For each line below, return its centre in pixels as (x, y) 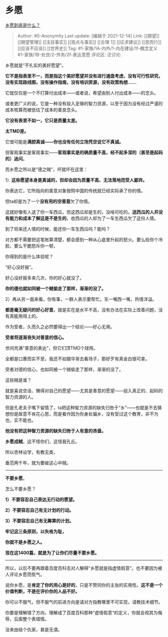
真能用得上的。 (25, 316)
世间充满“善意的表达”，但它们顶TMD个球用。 (52, 348)
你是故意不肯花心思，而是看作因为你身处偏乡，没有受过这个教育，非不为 (84, 414)
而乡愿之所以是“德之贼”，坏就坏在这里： (47, 169)
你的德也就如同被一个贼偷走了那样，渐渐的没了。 (55, 288)
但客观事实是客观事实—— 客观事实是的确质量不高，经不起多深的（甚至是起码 (84, 152)
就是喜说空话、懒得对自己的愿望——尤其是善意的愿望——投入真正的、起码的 (84, 390)
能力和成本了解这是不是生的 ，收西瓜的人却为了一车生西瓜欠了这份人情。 (84, 218)
